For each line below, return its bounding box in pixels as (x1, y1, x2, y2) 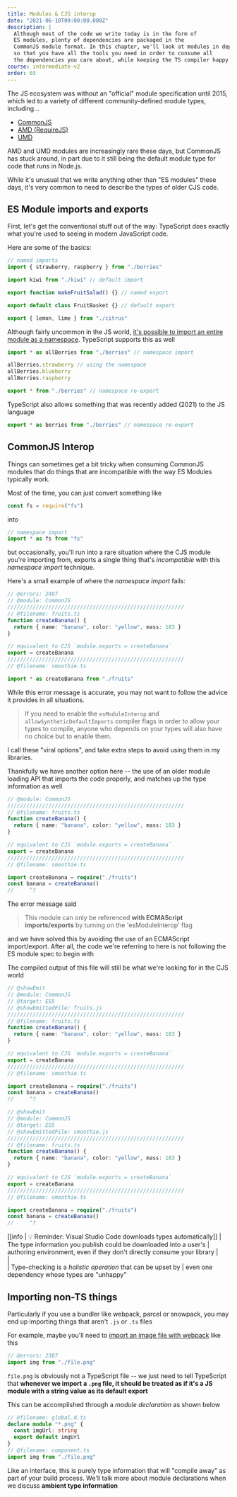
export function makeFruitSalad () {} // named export (7, 289, 169, 296)
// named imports (7, 257, 59, 264)
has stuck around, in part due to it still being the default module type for (7, 154, 217, 163)
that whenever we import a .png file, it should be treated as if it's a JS (7, 1379, 213, 1387)
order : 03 (7, 69, 37, 76)
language (7, 408, 35, 416)
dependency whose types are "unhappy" (7, 1271, 127, 1279)
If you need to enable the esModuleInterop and (24, 709, 160, 718)
